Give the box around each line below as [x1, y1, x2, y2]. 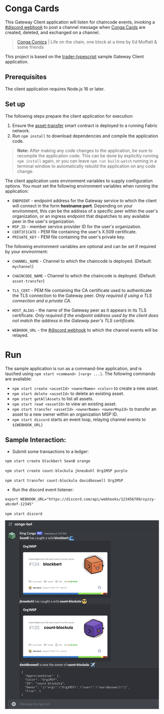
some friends [17, 44, 44, 50]
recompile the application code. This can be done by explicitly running [17, 152, 159, 159]
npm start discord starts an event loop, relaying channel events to [12, 416, 146, 422]
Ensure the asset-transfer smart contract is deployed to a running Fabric [12, 123, 158, 128]
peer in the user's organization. [12, 218, 75, 224]
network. [12, 127, 30, 133]
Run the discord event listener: [12, 487, 74, 493]
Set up [5, 100, 25, 108]
